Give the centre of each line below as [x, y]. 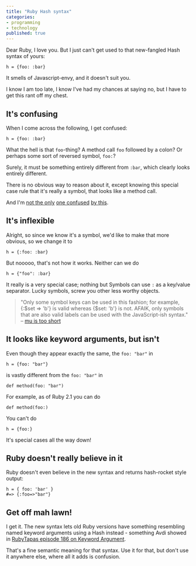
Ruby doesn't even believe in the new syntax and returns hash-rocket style [96, 472]
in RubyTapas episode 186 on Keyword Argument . [66, 539]
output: [15, 479]
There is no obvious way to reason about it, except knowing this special [92, 185]
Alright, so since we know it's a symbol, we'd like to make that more [88, 235]
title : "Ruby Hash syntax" [39, 11]
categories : [20, 17]
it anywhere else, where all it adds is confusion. [63, 557]
